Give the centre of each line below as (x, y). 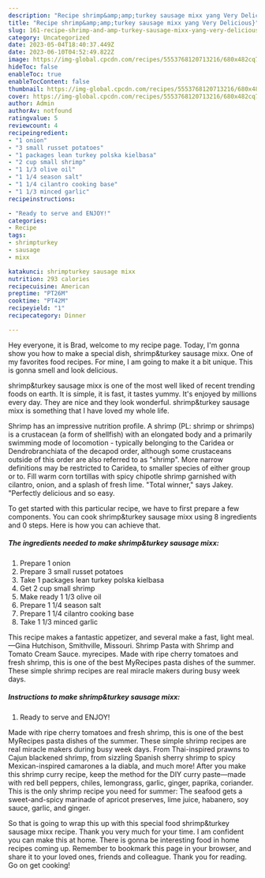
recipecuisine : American (49, 286)
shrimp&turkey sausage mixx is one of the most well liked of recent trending (132, 385)
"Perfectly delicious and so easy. (62, 493)
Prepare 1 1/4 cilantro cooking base (77, 613)
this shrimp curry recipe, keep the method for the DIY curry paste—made (127, 774)
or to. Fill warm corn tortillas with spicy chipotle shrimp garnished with (122, 476)
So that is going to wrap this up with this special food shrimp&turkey (119, 823)
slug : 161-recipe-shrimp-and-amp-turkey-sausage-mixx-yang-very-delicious (134, 30)
